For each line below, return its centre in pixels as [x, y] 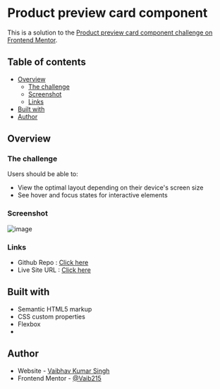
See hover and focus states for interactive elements [92, 195]
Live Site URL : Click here [54, 270]
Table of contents [47, 62]
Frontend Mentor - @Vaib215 [60, 378]
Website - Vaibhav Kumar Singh [63, 371]
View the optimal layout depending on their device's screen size [110, 187]
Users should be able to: [43, 174]
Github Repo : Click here [53, 263]
